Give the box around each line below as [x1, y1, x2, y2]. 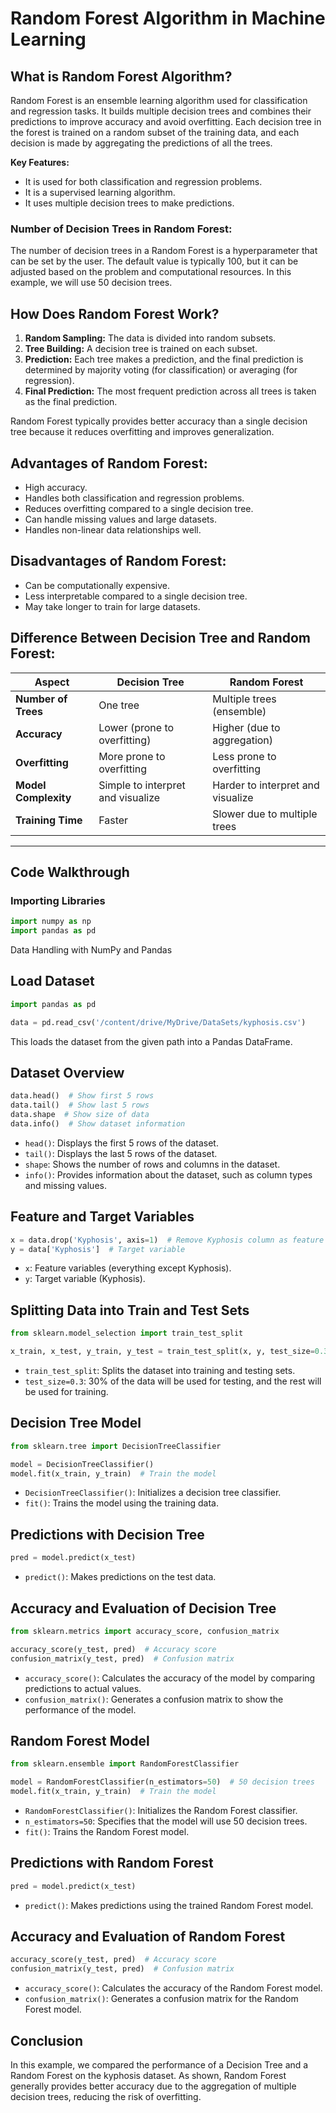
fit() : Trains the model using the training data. [24, 1497, 219, 1509]
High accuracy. [24, 481, 88, 493]
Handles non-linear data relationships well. [24, 523, 202, 536]
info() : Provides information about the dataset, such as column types [24, 1168, 313, 1181]
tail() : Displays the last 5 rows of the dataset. [24, 1147, 218, 1159]
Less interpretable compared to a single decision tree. [24, 590, 248, 602]
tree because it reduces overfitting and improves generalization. [10, 426, 275, 438]
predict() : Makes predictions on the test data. [24, 1571, 217, 1583]
